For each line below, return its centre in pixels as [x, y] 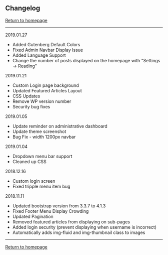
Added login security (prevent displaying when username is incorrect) [84, 227]
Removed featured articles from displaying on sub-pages [71, 222]
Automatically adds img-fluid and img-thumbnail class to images [79, 232]
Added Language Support [39, 55]
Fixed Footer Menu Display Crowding [50, 211]
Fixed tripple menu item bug [41, 186]
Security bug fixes [31, 106]
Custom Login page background [45, 85]
